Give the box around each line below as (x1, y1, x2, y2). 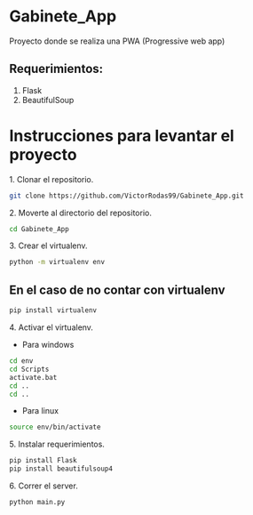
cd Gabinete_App (9, 224, 69, 233)
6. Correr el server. (9, 480, 78, 491)
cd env (9, 357, 34, 366)
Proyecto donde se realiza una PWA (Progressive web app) (9, 36, 225, 46)
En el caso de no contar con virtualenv (9, 282, 225, 297)
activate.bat (9, 373, 58, 382)
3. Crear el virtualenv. (9, 240, 88, 251)
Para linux (21, 406, 59, 416)
